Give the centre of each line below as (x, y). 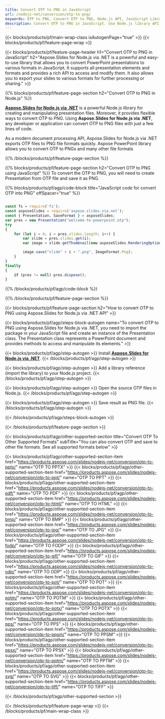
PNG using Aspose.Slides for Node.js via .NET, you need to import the (76, 328)
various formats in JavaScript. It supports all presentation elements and (77, 68)
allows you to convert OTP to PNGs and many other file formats (69, 149)
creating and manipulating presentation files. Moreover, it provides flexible (80, 113)
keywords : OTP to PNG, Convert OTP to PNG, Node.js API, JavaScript (77, 19)
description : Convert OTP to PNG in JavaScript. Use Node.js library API (82, 23)
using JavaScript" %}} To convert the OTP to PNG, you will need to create (80, 173)
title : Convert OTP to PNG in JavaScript (48, 10)
